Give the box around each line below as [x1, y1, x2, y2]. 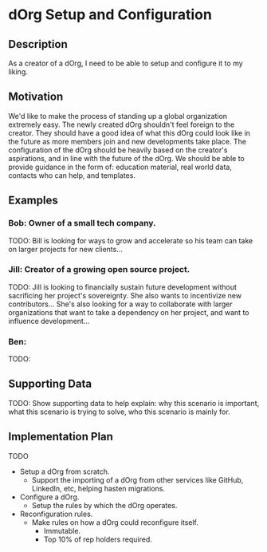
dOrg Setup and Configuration [8, 6, 213, 24]
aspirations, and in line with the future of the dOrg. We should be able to [8, 153, 245, 163]
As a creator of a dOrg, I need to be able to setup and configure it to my [8, 58, 243, 68]
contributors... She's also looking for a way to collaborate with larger [8, 299, 233, 309]
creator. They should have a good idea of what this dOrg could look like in [8, 128, 251, 137]
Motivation [8, 90, 64, 104]
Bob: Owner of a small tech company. [8, 218, 157, 229]
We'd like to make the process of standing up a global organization [8, 111, 228, 120]
